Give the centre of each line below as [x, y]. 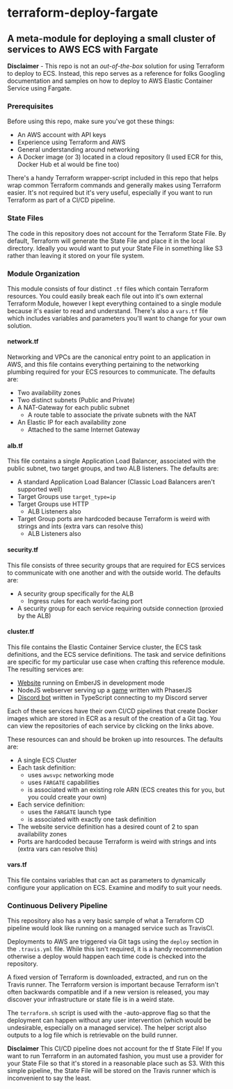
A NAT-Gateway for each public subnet [73, 408]
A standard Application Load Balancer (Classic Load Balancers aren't [116, 482]
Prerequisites [30, 106]
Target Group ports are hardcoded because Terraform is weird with [114, 519]
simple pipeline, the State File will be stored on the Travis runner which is [112, 1071]
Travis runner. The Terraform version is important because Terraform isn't [113, 985]
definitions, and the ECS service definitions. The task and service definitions [116, 654]
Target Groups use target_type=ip [67, 497]
